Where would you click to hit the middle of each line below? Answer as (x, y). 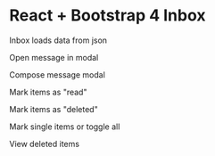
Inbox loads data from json (58, 40)
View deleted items (45, 144)
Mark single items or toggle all (65, 127)
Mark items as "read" (48, 92)
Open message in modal (54, 57)
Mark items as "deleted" (54, 109)
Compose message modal (57, 74)
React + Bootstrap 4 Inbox (108, 16)
